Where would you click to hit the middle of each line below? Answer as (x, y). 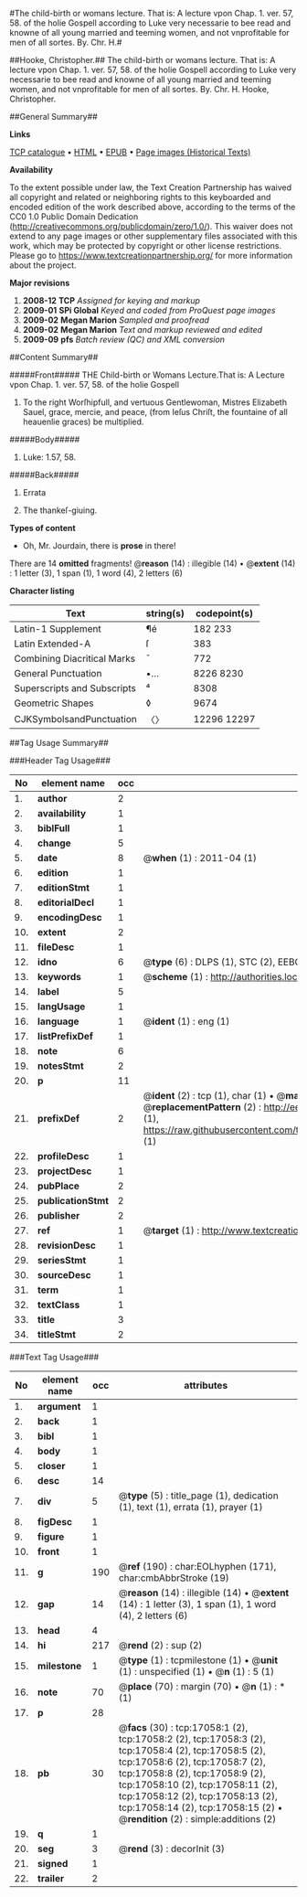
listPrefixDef (66, 1036)
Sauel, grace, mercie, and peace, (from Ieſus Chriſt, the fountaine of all (155, 412)
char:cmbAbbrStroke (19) (174, 1578)
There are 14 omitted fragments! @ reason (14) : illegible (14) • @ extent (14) (153, 563)
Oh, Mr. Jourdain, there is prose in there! (99, 546)
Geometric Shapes (54, 703)
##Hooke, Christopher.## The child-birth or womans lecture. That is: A (143, 60)
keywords (60, 977)
